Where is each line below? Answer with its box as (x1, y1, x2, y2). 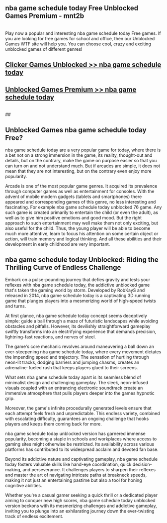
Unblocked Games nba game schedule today (5, 126, 147, 134)
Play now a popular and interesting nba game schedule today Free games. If (5, 30, 161, 36)
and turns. (5, 303, 26, 309)
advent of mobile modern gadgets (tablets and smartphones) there (5, 194, 142, 200)
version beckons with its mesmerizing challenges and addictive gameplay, (5, 503, 158, 509)
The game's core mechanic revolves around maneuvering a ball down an (5, 343, 154, 349)
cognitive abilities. (5, 482, 42, 488)
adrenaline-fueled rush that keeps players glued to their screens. (5, 364, 138, 370)
